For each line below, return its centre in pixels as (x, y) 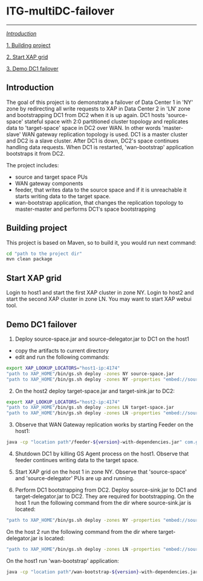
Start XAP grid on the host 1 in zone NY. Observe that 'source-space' (101, 472)
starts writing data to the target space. (63, 196)
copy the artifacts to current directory (62, 350)
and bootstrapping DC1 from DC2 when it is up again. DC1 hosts (85, 115)
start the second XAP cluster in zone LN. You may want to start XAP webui (99, 299)
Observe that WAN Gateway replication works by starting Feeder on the (104, 425)
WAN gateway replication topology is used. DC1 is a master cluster (105, 134)
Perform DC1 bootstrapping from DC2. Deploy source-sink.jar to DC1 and (106, 490)
